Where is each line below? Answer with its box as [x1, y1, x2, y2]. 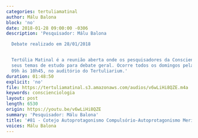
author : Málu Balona [6, 14, 57, 20]
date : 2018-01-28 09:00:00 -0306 [6, 25, 88, 31]
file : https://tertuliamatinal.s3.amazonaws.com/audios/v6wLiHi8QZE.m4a [6, 84, 189, 90]
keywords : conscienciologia [6, 90, 75, 96]
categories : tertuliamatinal [6, 8, 78, 15]
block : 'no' [6, 19, 35, 25]
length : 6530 [6, 101, 38, 107]
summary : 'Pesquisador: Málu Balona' [6, 111, 99, 118]
